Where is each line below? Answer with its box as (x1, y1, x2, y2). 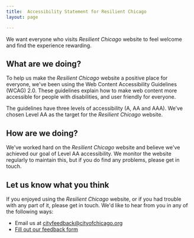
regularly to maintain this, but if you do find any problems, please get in (6, 157, 180, 164)
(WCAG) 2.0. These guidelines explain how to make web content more (6, 87, 177, 94)
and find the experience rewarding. (6, 42, 92, 49)
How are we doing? (6, 128, 78, 138)
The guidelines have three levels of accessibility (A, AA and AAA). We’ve (6, 105, 183, 112)
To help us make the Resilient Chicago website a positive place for (6, 74, 168, 81)
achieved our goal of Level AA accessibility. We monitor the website (6, 150, 172, 157)
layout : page (6, 14, 38, 20)
